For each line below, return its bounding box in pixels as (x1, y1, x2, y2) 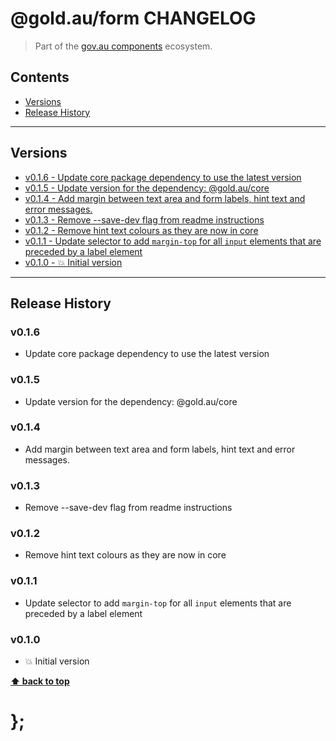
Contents (10, 69, 70, 86)
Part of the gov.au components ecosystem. (34, 40, 213, 52)
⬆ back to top (10, 675, 70, 687)
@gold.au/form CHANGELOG (10, 7, 257, 30)
